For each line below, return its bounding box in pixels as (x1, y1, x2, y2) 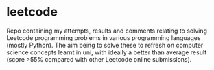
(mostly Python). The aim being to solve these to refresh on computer (6, 41, 204, 49)
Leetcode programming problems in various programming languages (6, 33, 201, 41)
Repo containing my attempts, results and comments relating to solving (6, 27, 207, 35)
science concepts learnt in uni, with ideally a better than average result (6, 48, 207, 56)
